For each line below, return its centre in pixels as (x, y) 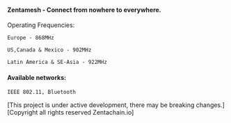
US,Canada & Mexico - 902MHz (49, 50)
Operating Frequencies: (41, 25)
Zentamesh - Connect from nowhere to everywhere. (84, 10)
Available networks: (37, 77)
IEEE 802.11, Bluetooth (42, 92)
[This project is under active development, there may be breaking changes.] (116, 105)
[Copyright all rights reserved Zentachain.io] (71, 113)
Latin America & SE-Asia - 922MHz (57, 63)
